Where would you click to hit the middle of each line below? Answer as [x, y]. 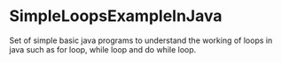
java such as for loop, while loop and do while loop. [103, 49]
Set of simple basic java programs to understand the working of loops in [141, 40]
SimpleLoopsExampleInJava [116, 16]
